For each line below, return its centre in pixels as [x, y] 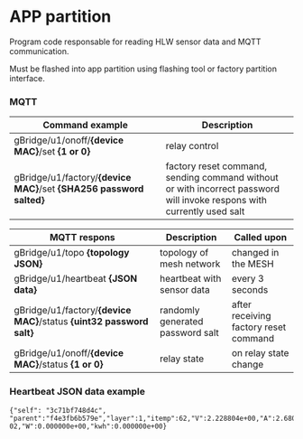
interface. [27, 78]
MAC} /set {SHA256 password [79, 189]
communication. [39, 51]
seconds [250, 290]
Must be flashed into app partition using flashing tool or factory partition [143, 69]
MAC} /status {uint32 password [81, 322]
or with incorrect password [222, 189]
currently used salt [205, 211]
